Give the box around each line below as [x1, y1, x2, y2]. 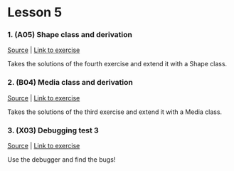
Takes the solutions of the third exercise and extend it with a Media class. [7, 108, 223, 116]
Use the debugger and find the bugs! [7, 155, 116, 164]
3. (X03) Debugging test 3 [7, 125, 100, 135]
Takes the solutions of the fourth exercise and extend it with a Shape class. [7, 60, 228, 68]
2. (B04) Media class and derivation [7, 78, 134, 88]
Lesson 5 [7, 4, 63, 21]
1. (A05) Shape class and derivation [7, 30, 133, 40]
